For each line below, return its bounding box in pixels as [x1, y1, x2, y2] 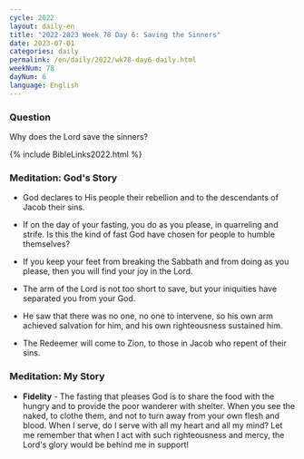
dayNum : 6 [9, 73, 47, 82]
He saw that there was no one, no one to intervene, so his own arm [22, 310, 274, 322]
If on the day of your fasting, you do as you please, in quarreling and [22, 220, 279, 230]
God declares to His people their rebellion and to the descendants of [22, 192, 279, 203]
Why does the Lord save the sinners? [9, 131, 148, 142]
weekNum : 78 [9, 64, 54, 73]
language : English [9, 81, 79, 90]
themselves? [22, 239, 71, 249]
